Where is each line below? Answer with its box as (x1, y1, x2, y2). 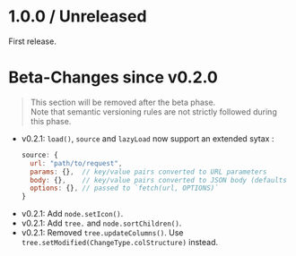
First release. (8, 36, 57, 47)
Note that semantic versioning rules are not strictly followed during (30, 106, 277, 117)
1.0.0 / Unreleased (8, 6, 147, 27)
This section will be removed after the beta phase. (30, 97, 216, 107)
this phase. (30, 115, 72, 126)
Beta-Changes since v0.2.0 (8, 67, 219, 88)
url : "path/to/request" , (30, 158, 123, 167)
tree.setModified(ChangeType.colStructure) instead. (21, 237, 219, 248)
